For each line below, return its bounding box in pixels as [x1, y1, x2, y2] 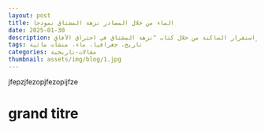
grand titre [8, 105, 79, 123]
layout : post [8, 11, 51, 20]
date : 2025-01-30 [8, 26, 65, 34]
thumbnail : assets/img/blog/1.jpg [8, 56, 122, 64]
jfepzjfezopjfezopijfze [8, 76, 79, 87]
